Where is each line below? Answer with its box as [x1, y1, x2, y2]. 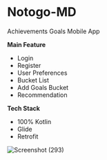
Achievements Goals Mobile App [7, 27, 100, 35]
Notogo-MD [7, 4, 77, 20]
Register [17, 61, 41, 69]
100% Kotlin [17, 117, 52, 125]
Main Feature [7, 40, 46, 48]
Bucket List [17, 75, 50, 84]
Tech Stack [7, 104, 40, 112]
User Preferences [17, 69, 68, 77]
